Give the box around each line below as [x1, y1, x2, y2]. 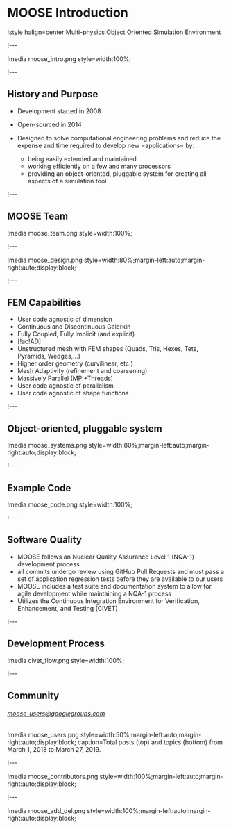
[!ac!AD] [17, 337, 42, 345]
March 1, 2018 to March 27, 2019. [7, 746, 101, 754]
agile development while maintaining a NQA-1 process [17, 589, 172, 598]
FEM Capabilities [7, 297, 82, 309]
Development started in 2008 [17, 106, 102, 115]
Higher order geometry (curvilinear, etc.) [17, 359, 133, 368]
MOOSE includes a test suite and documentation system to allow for [17, 582, 212, 590]
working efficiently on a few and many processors [27, 162, 171, 170]
